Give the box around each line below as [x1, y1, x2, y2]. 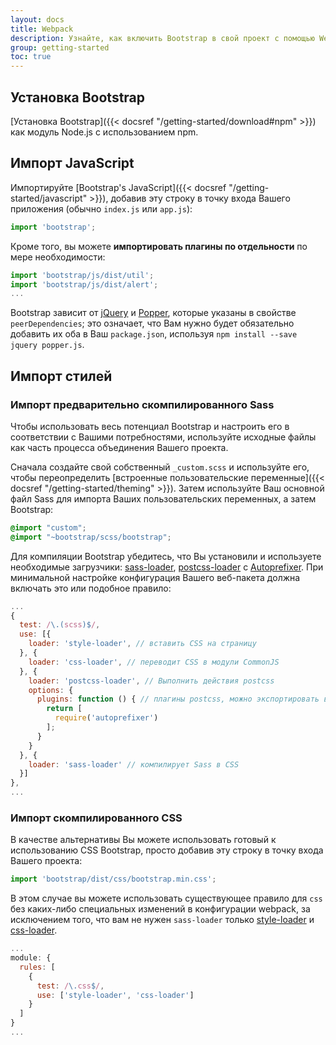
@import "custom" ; [10, 522, 87, 533]
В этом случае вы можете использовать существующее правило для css [10, 892, 323, 905]
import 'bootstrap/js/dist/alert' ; [10, 279, 159, 290]
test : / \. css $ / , [36, 981, 105, 991]
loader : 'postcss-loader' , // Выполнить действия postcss [28, 676, 275, 686]
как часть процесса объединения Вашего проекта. [10, 441, 229, 453]
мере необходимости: [10, 251, 106, 263]
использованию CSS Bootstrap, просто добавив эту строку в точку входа [10, 844, 324, 856]
